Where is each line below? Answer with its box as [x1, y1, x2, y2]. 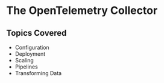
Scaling [14, 57, 34, 64]
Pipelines [14, 63, 38, 70]
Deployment [14, 50, 46, 58]
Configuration [14, 44, 49, 51]
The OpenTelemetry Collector [6, 4, 158, 18]
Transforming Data [14, 70, 62, 76]
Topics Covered [6, 28, 67, 38]
